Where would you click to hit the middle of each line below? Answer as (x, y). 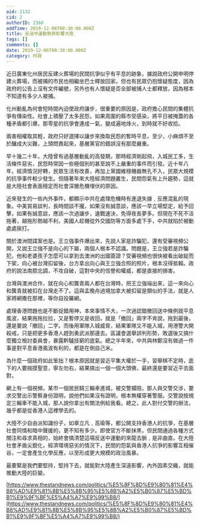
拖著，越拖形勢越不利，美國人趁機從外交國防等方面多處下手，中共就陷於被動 (100, 221)
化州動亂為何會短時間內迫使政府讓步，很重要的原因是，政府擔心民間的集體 (97, 108)
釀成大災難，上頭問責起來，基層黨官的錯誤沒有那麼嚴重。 (82, 143)
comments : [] (22, 45)
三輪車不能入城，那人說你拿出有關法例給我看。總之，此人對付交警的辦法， (102, 403)
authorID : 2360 (25, 23)
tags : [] (17, 39)
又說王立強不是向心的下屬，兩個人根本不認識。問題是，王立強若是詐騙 (102, 248)
